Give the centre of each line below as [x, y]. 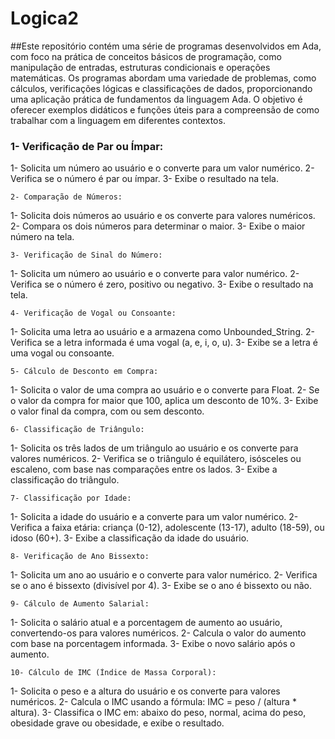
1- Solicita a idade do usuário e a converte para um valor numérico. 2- [154, 517]
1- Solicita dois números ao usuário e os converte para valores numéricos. [163, 216]
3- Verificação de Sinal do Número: [86, 255]
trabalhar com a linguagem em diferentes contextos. [118, 120]
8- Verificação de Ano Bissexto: [80, 557]
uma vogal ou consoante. [62, 353]
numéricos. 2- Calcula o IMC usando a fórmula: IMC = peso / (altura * [153, 702]
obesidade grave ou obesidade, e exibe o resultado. [117, 723]
